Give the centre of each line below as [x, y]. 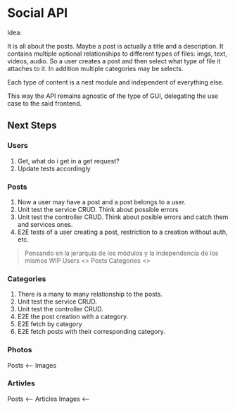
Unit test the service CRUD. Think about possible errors [98, 209]
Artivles [21, 383]
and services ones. [45, 224]
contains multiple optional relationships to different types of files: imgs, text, [117, 54]
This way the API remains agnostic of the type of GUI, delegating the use [113, 96]
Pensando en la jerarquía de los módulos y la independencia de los [121, 253]
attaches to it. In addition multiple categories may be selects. [95, 68]
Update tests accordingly [54, 168]
